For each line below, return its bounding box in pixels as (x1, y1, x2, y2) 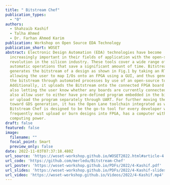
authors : (5, 21, 24, 27)
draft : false (5, 120, 33, 126)
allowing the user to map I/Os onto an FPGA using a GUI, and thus (10, 73, 155, 79)
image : (5, 130, 19, 135)
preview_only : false (10, 144, 53, 150)
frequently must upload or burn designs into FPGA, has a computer (10, 111, 155, 117)
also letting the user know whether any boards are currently (10, 87, 144, 93)
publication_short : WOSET (5, 45, 60, 50)
